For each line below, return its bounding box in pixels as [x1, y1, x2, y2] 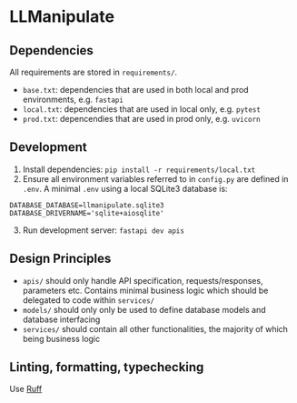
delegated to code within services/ [22, 294, 155, 306]
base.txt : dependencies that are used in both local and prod [22, 85, 249, 95]
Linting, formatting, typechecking [9, 359, 204, 375]
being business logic [22, 333, 101, 344]
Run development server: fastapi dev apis [22, 225, 184, 236]
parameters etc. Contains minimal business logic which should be [22, 285, 269, 296]
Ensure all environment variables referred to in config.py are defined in [22, 173, 289, 184]
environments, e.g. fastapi [22, 94, 124, 105]
